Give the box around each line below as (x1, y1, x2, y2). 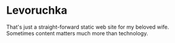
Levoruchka (6, 4, 68, 17)
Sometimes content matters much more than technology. (6, 29, 148, 36)
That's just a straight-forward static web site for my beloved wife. (6, 23, 170, 30)
